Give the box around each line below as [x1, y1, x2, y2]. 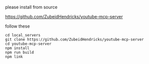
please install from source [5, 4, 58, 10]
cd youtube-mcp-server [5, 41, 52, 46]
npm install [5, 46, 30, 51]
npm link [5, 54, 23, 59]
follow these [5, 23, 30, 29]
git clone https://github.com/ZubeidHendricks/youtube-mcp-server [5, 37, 144, 42]
